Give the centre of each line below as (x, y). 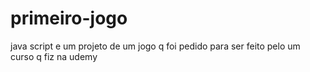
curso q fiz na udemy (54, 56)
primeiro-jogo (69, 18)
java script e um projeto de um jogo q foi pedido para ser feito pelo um (155, 46)
